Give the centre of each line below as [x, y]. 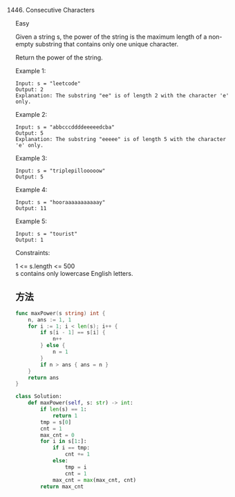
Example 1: [31, 71]
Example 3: [31, 158]
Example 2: [31, 114]
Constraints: [33, 253]
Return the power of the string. [59, 57]
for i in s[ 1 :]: [64, 442]
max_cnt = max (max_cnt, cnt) [94, 480]
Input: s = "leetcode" [48, 84]
